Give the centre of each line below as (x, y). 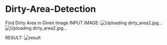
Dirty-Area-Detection (51, 9)
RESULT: (14, 38)
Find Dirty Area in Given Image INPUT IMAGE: (52, 23)
